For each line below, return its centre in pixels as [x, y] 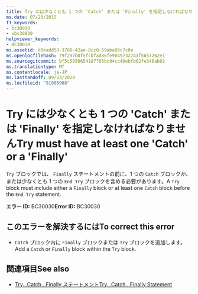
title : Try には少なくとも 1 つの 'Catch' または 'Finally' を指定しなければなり [100, 12]
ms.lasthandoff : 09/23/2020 [41, 77]
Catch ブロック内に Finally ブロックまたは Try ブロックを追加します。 [100, 242]
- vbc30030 [20, 34]
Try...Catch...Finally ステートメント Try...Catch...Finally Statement [93, 284]
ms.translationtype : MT [35, 67]
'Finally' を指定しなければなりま [97, 129]
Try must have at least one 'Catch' [103, 144]
